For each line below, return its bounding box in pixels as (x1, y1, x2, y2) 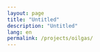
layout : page (7, 9, 45, 17)
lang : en (7, 28, 32, 36)
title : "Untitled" (7, 16, 60, 23)
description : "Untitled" (7, 22, 78, 29)
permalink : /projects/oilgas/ (7, 35, 94, 42)
